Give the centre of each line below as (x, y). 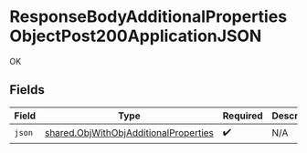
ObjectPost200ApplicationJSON (136, 36)
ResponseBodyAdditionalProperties (148, 17)
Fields (27, 90)
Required (243, 116)
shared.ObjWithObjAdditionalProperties (129, 133)
